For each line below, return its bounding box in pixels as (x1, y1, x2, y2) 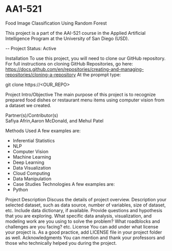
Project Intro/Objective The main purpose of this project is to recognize (5, 91, 156, 97)
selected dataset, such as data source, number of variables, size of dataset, (5, 202, 166, 208)
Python (12, 186, 28, 193)
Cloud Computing (12, 170, 50, 176)
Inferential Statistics (12, 137, 55, 143)
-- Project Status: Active (5, 45, 56, 51)
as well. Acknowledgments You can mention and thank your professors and (5, 234, 165, 241)
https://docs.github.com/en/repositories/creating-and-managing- (5, 66, 144, 72)
